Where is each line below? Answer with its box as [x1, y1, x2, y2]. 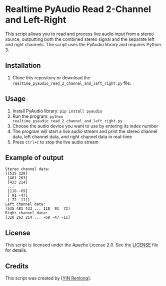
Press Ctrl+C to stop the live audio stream [12, 139, 99, 145]
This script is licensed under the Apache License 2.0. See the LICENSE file [5, 242, 158, 248]
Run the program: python [12, 113, 63, 119]
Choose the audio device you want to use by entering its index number [12, 123, 158, 129]
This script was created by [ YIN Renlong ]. [5, 275, 91, 281]
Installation [5, 61, 41, 70]
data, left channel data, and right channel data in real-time [12, 133, 132, 139]
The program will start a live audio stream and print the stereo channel [12, 128, 157, 134]
